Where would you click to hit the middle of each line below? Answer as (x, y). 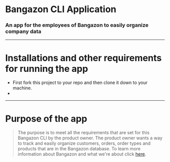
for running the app (47, 69)
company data (23, 31)
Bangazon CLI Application (61, 9)
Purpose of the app (46, 119)
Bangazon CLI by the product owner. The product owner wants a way (90, 138)
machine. (22, 88)
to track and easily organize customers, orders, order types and (84, 143)
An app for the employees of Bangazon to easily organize (77, 25)
